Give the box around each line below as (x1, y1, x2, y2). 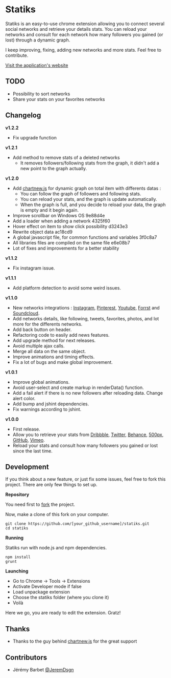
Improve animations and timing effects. (12, 354, 95, 360)
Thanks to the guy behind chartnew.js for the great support (12, 638, 137, 644)
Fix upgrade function (12, 134, 57, 140)
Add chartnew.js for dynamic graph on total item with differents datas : (12, 185, 161, 191)
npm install (5, 554, 31, 560)
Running (5, 535, 24, 541)
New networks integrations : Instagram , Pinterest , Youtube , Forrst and (12, 304, 160, 311)
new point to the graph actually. (20, 165, 87, 171)
